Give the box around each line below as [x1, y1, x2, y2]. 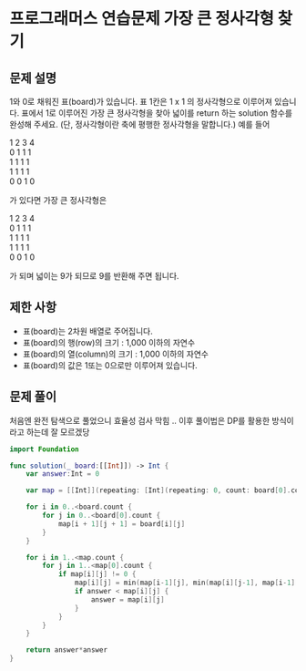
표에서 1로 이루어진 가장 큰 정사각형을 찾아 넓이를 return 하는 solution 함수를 [21, 108, 293, 119]
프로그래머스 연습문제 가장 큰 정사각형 [9, 8, 275, 29]
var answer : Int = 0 [25, 470, 100, 479]
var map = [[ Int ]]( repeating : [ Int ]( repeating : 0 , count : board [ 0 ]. [25, 486, 291, 495]
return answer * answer [25, 645, 107, 655]
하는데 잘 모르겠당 [25, 426, 90, 438]
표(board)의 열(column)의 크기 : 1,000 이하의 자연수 [22, 348, 209, 359]
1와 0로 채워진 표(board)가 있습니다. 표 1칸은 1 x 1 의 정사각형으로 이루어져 [9, 97, 273, 107]
